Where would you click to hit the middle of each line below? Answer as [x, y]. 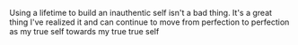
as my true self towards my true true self [84, 31]
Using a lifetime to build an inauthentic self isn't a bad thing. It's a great [140, 13]
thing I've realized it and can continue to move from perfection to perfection [149, 22]
